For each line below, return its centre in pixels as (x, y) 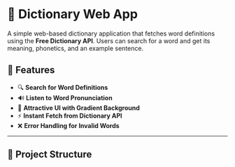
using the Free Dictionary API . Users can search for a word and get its (109, 40)
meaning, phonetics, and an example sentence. (76, 48)
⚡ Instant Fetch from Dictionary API (70, 116)
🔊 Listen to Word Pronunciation (65, 97)
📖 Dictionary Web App (73, 14)
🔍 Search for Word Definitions (63, 87)
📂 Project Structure (50, 155)
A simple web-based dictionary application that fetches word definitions (111, 33)
